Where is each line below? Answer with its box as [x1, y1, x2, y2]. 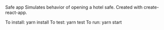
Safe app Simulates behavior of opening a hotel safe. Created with [5, 4, 143, 10]
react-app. [5, 9, 27, 15]
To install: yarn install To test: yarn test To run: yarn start [5, 19, 122, 25]
